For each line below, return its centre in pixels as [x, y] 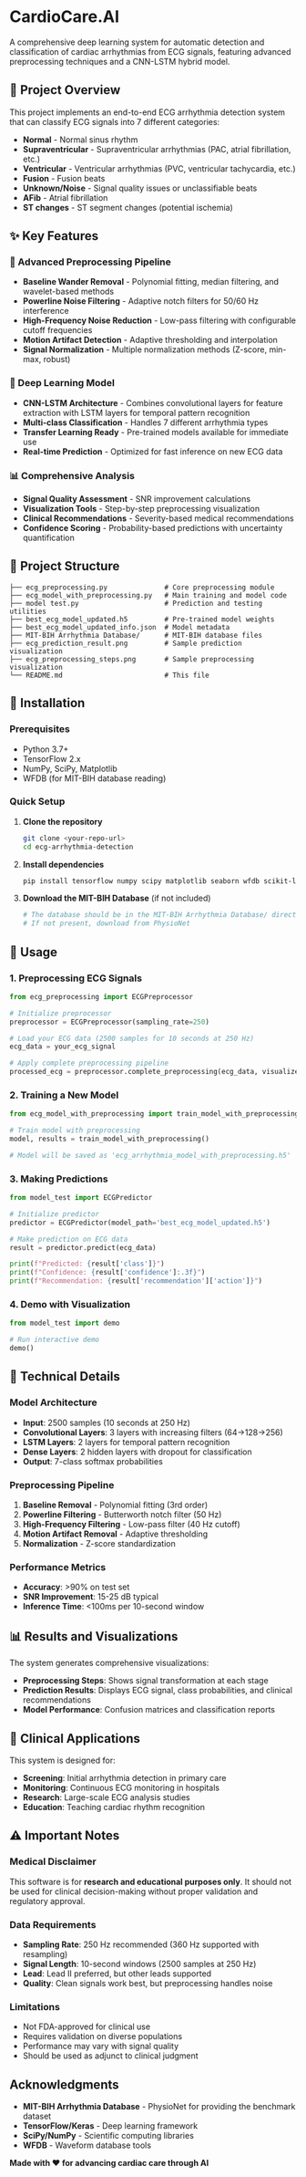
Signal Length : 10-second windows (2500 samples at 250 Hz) [139, 1963]
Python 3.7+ [46, 749]
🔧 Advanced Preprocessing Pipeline [90, 262]
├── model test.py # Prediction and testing [136, 603]
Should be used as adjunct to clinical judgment [110, 2056]
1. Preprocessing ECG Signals [76, 978]
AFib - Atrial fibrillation [65, 197]
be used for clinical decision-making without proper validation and [134, 1891]
